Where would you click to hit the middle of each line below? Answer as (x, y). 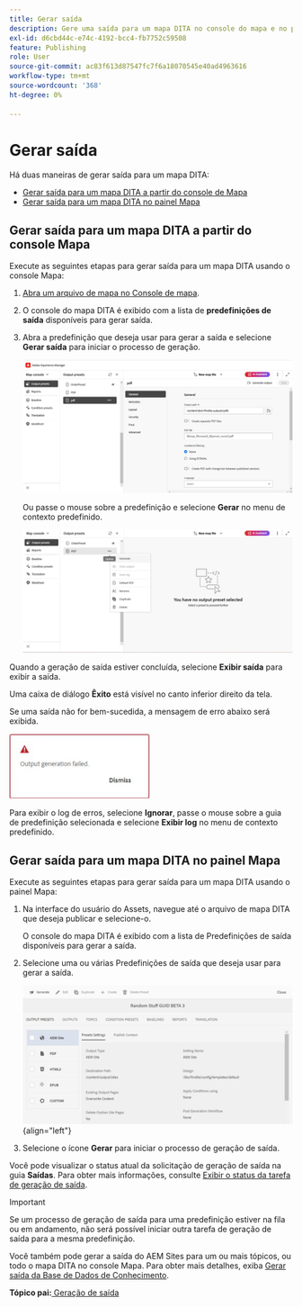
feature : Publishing (48, 48)
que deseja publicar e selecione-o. (86, 919)
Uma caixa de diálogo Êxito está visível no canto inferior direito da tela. (141, 694)
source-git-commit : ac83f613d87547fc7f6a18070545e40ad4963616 (128, 67)
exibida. (24, 721)
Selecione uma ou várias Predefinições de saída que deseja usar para (151, 963)
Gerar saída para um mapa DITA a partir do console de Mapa (135, 193)
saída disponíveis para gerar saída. (87, 320)
